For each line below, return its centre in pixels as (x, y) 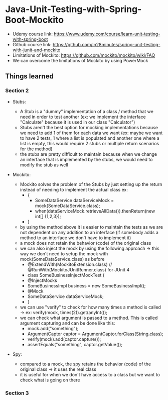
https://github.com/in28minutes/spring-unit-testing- (106, 44)
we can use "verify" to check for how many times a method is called (91, 307)
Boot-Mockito (35, 20)
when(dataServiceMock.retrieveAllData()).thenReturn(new (95, 211)
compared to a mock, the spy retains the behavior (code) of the (86, 364)
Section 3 (17, 393)
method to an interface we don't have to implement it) (75, 238)
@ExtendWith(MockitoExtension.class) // (70, 264)
